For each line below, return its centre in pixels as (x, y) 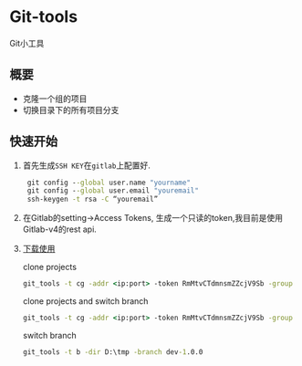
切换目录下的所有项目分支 (71, 110)
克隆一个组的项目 (55, 99)
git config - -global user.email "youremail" (113, 191)
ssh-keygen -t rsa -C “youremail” (93, 199)
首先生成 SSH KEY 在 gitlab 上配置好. (86, 165)
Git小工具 (27, 43)
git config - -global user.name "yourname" (109, 183)
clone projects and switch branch (85, 301)
